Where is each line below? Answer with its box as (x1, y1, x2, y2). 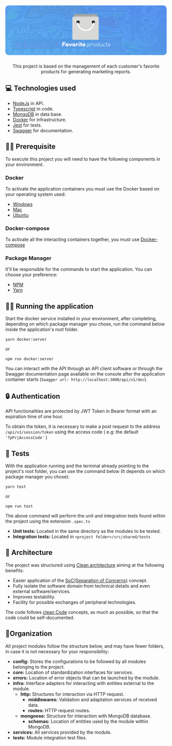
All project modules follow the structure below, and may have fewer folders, (5, 643, 165, 649)
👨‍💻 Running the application (5, 302, 94, 310)
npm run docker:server (5, 357, 54, 362)
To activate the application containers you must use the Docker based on (5, 185, 160, 192)
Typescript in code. (12, 106, 54, 112)
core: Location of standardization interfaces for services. (12, 669, 134, 675)
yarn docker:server (5, 337, 47, 342)
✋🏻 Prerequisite (5, 142, 56, 151)
